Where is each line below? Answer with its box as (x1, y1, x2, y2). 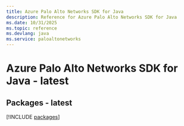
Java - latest (6, 75, 69, 88)
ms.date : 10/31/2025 (6, 20, 58, 25)
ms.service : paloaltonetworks (6, 36, 82, 42)
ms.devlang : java (6, 31, 49, 37)
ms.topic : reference (6, 25, 58, 31)
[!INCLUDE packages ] (6, 114, 60, 120)
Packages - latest (6, 98, 73, 108)
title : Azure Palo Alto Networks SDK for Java (6, 8, 124, 15)
